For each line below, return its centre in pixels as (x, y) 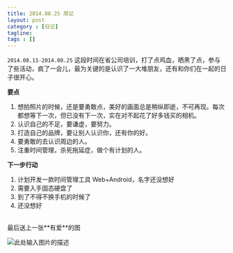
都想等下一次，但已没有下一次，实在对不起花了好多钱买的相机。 (109, 116)
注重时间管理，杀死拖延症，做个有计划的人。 (81, 150)
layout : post (26, 20)
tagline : (20, 33)
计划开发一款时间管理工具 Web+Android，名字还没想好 (96, 180)
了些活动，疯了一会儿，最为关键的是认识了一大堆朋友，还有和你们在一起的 (114, 69)
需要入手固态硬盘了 (45, 189)
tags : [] (22, 40)
